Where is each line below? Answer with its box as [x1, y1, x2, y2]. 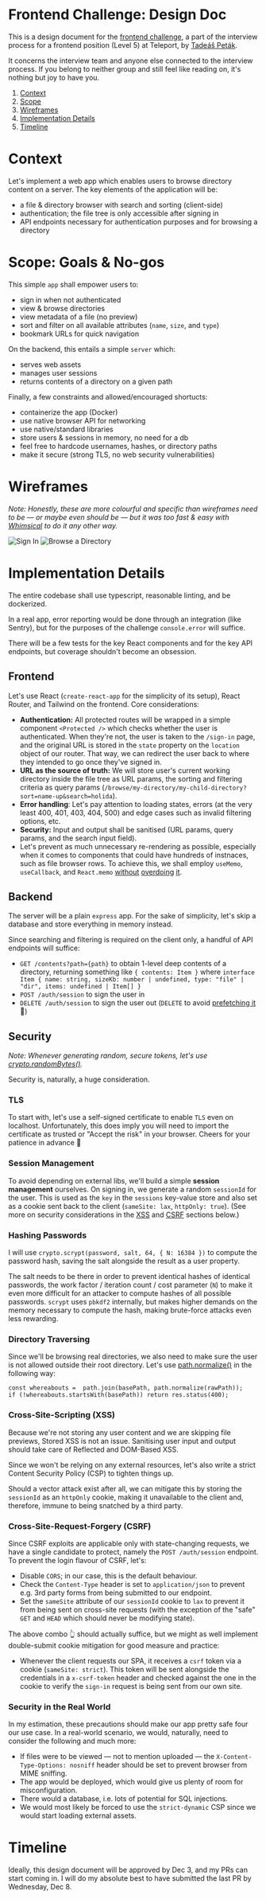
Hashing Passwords [8, 1230, 87, 1241]
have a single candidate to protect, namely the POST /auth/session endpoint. [8, 1546, 259, 1557]
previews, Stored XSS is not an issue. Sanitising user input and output [8, 1436, 237, 1445]
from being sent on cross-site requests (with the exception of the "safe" [19, 1605, 256, 1614]
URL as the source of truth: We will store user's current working [19, 766, 230, 775]
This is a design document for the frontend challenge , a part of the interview [8, 32, 258, 41]
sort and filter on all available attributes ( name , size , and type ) [19, 320, 220, 329]
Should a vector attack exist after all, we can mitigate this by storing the [8, 1484, 242, 1493]
